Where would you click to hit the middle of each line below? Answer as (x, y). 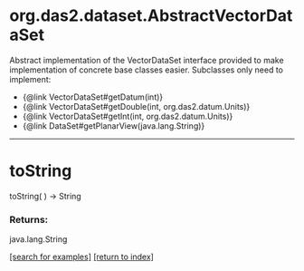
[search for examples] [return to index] (81, 257)
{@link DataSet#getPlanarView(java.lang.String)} (114, 126)
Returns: (29, 219)
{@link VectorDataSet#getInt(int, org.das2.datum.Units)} (128, 116)
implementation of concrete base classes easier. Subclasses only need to (146, 70)
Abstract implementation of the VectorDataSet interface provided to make (147, 60)
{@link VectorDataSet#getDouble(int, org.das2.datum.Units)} (136, 106)
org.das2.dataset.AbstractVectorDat (151, 16)
